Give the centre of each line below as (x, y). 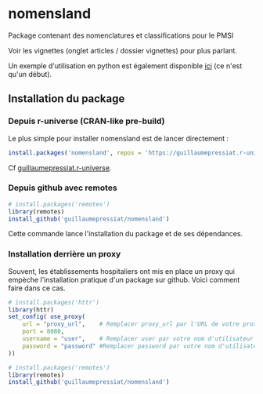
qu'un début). (30, 74)
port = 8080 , (43, 332)
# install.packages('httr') (54, 302)
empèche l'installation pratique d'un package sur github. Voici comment (124, 279)
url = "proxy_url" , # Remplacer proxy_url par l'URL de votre (131, 324)
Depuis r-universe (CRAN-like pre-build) (86, 121)
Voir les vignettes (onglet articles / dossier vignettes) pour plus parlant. (122, 50)
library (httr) (31, 310)
